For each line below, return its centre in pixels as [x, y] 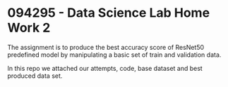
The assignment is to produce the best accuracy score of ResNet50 [106, 47]
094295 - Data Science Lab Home [109, 13]
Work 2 [29, 28]
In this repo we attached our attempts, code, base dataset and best [105, 68]
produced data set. [35, 76]
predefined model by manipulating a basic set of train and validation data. [114, 55]
